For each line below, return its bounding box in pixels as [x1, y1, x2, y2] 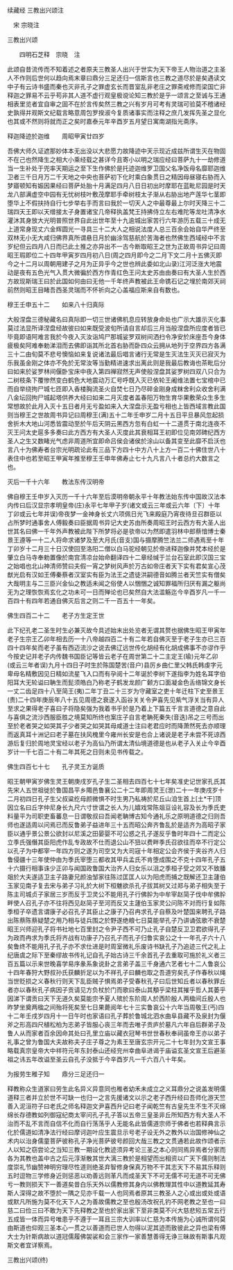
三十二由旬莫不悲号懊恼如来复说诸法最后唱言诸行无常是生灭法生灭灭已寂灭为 [7, 350, 226, 358]
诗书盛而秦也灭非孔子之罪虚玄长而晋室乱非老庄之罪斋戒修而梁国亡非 [31, 83, 226, 90]
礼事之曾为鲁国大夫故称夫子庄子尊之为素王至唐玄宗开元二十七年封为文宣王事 [7, 1038, 226, 1046]
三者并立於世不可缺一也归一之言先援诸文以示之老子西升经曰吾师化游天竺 [19, 1094, 226, 1101]
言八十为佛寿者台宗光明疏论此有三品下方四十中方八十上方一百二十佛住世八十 [7, 445, 226, 454]
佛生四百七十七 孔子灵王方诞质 [7, 763, 105, 770]
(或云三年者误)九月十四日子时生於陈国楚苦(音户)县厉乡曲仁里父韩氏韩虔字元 [7, 661, 223, 669]
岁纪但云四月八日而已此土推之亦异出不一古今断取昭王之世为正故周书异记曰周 [7, 242, 226, 250]
